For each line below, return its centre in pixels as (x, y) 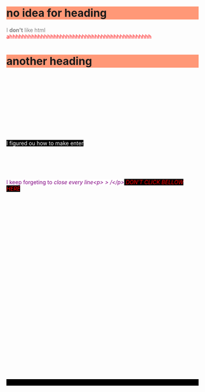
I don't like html (26, 30)
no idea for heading (57, 13)
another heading (49, 61)
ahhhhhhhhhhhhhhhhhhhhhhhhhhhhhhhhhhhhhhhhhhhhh (79, 36)
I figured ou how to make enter (45, 143)
